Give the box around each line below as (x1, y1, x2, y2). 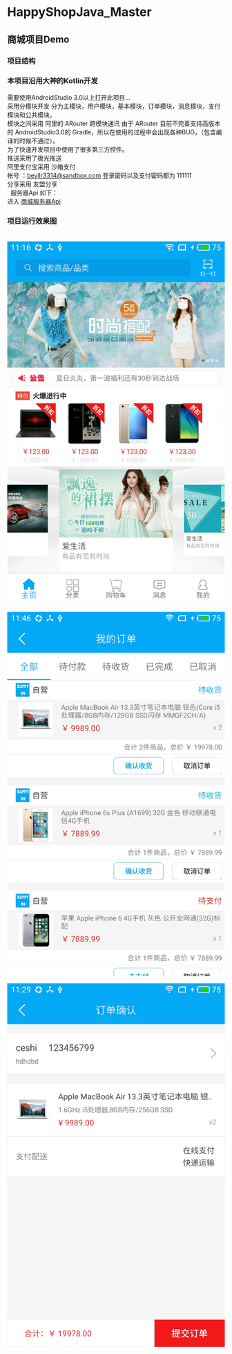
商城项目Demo (7, 33, 70, 45)
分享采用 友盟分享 (7, 179, 57, 188)
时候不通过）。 (19, 136, 59, 145)
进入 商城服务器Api (7, 197, 61, 205)
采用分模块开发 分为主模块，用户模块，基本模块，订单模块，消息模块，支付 (7, 102, 221, 110)
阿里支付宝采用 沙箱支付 (7, 162, 76, 170)
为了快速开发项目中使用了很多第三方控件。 (7, 145, 128, 153)
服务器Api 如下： (10, 188, 59, 197)
